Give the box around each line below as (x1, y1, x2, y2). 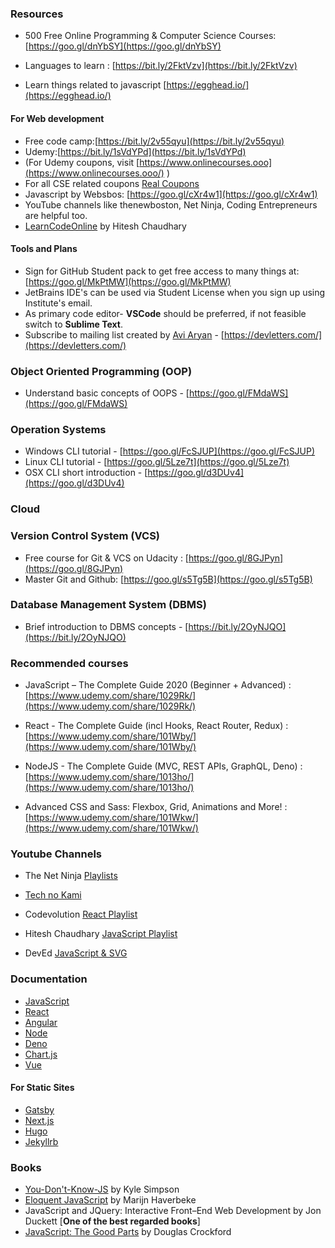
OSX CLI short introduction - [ (24, 467, 148, 479)
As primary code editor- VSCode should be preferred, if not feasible (24, 307, 307, 319)
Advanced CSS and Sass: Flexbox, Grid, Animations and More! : (24, 801, 288, 813)
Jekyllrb (24, 1135, 59, 1147)
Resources (10, 7, 64, 21)
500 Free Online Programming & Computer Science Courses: (24, 30, 277, 42)
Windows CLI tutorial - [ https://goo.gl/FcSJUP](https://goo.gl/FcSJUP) (24, 445, 316, 457)
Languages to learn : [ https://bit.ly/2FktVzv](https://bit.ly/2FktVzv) (24, 60, 298, 72)
